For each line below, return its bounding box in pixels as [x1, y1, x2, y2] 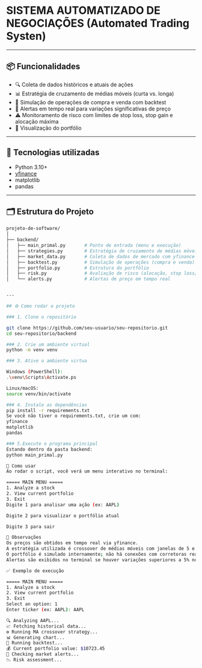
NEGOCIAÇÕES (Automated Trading [6, 16, 190, 30]
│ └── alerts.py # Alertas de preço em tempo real [6, 276, 171, 282]
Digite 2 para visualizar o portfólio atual [6, 512, 120, 519]
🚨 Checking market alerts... [6, 651, 79, 658]
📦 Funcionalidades [6, 62, 81, 72]
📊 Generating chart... [6, 634, 65, 640]
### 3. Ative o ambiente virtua [6, 358, 87, 364]
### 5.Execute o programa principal [6, 441, 98, 447]
